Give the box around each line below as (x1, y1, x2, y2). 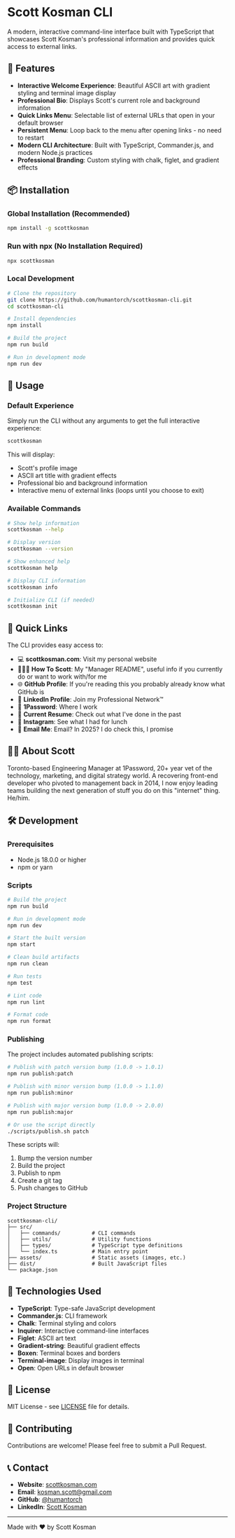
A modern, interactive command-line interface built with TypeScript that (7, 27, 215, 36)
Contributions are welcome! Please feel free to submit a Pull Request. (7, 1441, 207, 1450)
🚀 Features (7, 62, 55, 74)
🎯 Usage (7, 380, 44, 392)
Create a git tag (17, 1176, 63, 1185)
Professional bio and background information (17, 479, 148, 487)
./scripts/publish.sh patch (7, 1128, 90, 1135)
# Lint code (7, 992, 42, 999)
